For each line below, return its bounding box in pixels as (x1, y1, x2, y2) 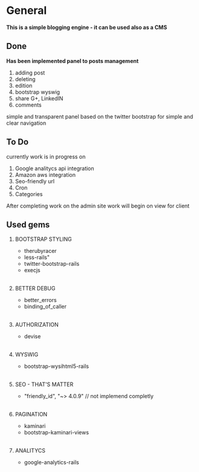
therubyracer (24, 247, 57, 255)
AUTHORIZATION (15, 321, 59, 329)
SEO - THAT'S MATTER (15, 381, 74, 388)
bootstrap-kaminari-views (24, 429, 90, 436)
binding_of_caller (24, 303, 67, 310)
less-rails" (24, 254, 50, 261)
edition (15, 82, 33, 89)
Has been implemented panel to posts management (6, 57, 139, 64)
